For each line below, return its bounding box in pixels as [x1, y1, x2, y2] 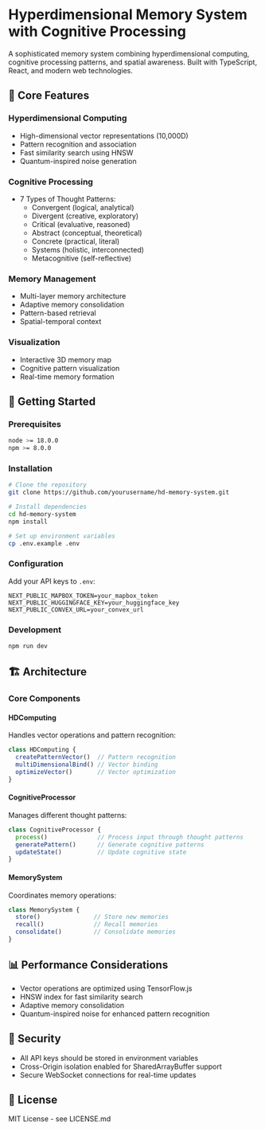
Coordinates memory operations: [8, 890, 117, 900]
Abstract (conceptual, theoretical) [31, 228, 142, 237]
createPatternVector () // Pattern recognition [15, 753, 177, 761]
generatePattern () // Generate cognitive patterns [15, 840, 205, 849]
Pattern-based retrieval [19, 308, 97, 318]
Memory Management [8, 273, 96, 284]
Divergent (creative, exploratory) [31, 211, 139, 221]
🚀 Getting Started [8, 394, 96, 408]
